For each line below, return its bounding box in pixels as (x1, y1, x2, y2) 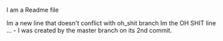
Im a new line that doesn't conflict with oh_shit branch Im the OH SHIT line (6, 19, 217, 27)
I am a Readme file (6, 6, 59, 14)
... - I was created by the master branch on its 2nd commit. (6, 27, 172, 34)
